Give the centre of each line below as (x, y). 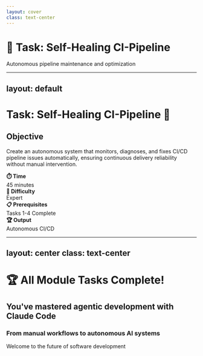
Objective (25, 137)
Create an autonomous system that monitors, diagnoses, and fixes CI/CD (97, 151)
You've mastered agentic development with (90, 306)
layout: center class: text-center (69, 253)
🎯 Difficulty (21, 191)
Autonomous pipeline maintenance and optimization (71, 64)
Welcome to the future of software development (66, 346)
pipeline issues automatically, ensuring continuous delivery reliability (92, 157)
